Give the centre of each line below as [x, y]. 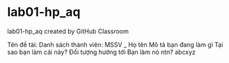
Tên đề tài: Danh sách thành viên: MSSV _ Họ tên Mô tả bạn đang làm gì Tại [115, 44]
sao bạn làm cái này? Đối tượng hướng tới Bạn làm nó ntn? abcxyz [102, 52]
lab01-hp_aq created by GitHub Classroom [68, 31]
